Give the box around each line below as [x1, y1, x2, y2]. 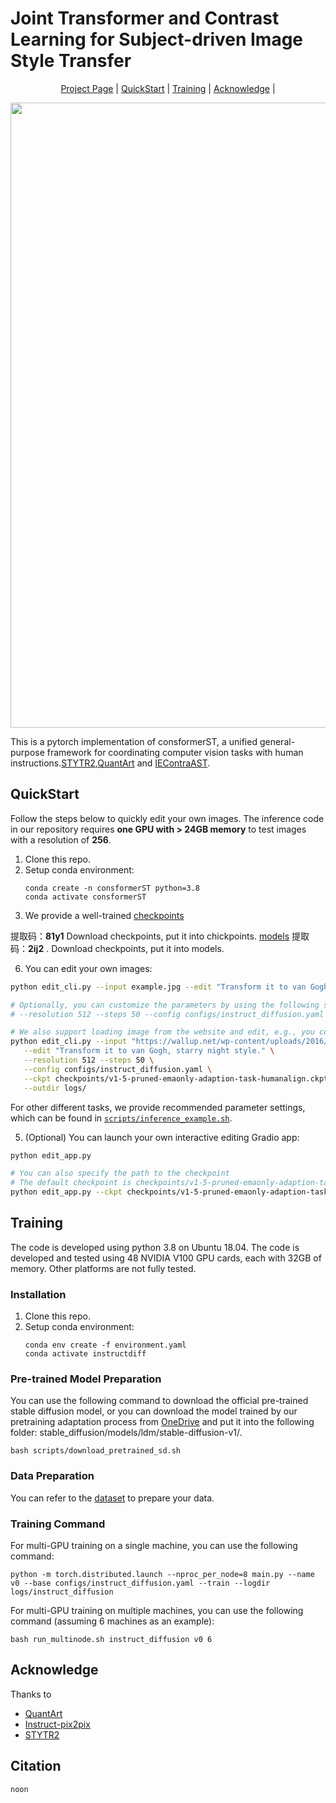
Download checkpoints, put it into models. [51, 942, 225, 954]
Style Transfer [10, 50, 132, 72]
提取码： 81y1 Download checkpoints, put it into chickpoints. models [10, 930, 290, 942]
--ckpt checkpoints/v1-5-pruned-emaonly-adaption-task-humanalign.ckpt [23, 1073, 329, 1084]
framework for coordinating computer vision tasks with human [46, 746, 304, 758]
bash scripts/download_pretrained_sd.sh [10, 1446, 182, 1456]
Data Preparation [10, 1469, 95, 1483]
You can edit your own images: [24, 962, 153, 974]
